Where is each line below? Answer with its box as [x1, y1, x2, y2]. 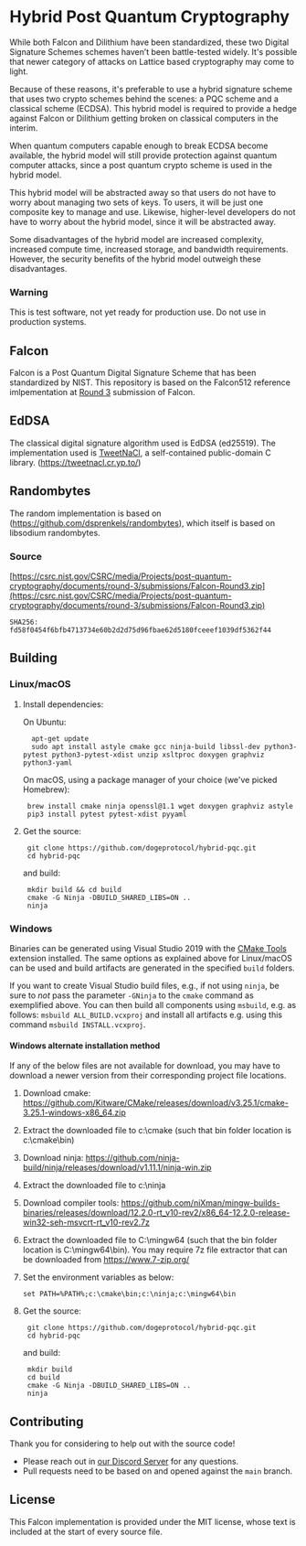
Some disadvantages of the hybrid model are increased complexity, [9, 233, 264, 244]
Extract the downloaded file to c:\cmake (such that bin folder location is [22, 1125, 292, 1136]
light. [9, 66, 29, 77]
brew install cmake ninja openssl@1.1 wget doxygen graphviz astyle [26, 801, 294, 811]
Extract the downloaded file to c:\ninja [22, 1180, 166, 1191]
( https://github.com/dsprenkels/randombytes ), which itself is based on [9, 517, 276, 528]
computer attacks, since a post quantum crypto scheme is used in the [9, 159, 272, 170]
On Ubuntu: [22, 716, 67, 727]
